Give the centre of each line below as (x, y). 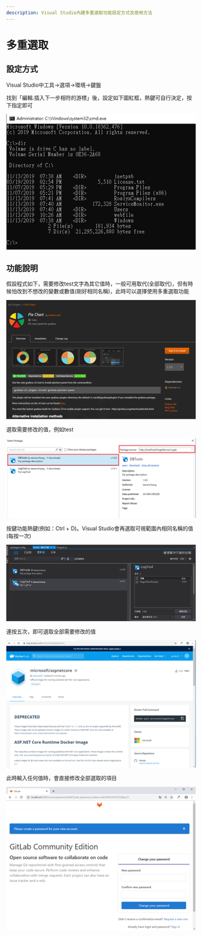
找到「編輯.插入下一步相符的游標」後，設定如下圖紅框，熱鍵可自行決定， (97, 98)
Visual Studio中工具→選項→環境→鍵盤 (54, 85)
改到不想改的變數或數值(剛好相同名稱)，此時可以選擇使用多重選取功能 (103, 292)
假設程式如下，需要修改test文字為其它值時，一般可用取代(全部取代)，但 (94, 284)
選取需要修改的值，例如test (40, 429)
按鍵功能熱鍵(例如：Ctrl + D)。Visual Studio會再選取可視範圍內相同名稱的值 (100, 528)
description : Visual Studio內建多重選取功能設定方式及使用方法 (79, 13)
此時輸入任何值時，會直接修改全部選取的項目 (62, 778)
